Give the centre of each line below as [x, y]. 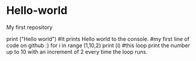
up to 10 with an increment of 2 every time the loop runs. [77, 51]
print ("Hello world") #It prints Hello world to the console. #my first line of [98, 39]
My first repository [29, 27]
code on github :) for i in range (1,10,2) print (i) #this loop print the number [98, 45]
